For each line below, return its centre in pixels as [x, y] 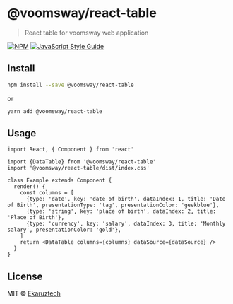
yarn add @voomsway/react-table [55, 111]
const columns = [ [47, 193]
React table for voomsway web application [86, 33]
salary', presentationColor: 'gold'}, [64, 230]
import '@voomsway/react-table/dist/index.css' [79, 168]
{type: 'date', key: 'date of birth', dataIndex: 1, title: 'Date [126, 199]
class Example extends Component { [60, 181]
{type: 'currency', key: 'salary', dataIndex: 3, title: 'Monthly [126, 224]
